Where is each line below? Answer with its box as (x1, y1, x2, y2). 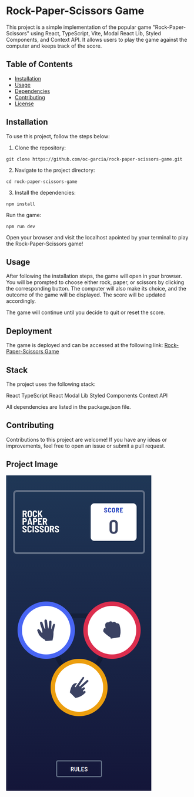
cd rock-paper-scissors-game (6, 178, 78, 185)
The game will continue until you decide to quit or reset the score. (6, 309, 166, 316)
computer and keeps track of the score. (6, 42, 102, 49)
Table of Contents (6, 59, 73, 69)
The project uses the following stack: (6, 381, 96, 388)
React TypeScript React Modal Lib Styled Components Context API (6, 392, 168, 399)
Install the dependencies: (14, 189, 76, 196)
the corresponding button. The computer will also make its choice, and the (6, 285, 186, 292)
